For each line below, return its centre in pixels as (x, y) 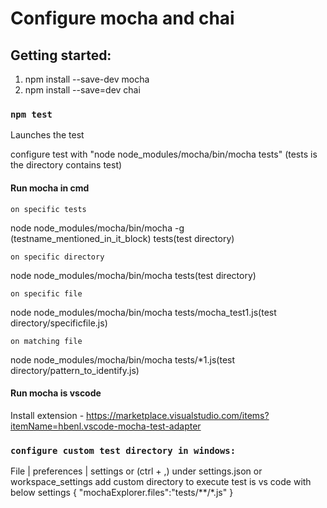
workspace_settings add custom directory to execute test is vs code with (161, 481)
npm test (31, 114)
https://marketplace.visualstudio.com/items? (178, 415)
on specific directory (57, 257)
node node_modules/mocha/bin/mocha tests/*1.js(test (123, 359)
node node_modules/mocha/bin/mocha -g (97, 228)
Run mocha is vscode (56, 393)
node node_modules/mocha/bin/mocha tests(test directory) (133, 275)
